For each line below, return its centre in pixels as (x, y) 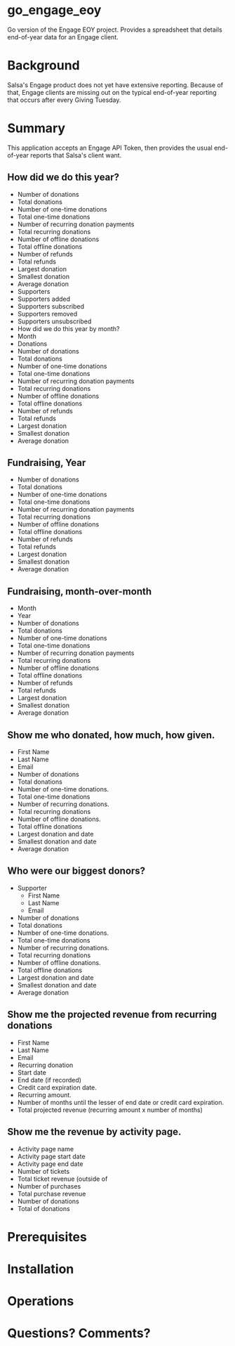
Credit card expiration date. (57, 1087)
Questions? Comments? (79, 1333)
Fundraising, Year (47, 463)
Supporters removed (47, 313)
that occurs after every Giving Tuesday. (64, 100)
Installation (41, 1269)
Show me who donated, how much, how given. (111, 735)
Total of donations (43, 1208)
